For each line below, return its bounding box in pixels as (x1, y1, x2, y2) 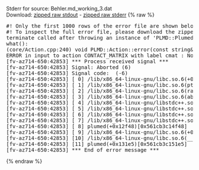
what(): (6, 41, 28, 47)
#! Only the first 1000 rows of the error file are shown (6, 23, 178, 29)
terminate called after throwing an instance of (6, 35, 150, 41)
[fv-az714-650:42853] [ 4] (6, 100, 85, 106)
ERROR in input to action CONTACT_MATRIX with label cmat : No (6, 53, 194, 58)
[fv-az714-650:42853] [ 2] (6, 88, 85, 94)
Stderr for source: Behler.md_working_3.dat (6, 5, 113, 12)
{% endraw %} (6, 158, 43, 165)
